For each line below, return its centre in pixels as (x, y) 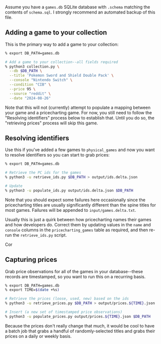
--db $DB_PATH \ (26, 71)
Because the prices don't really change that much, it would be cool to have (80, 326)
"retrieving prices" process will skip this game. (52, 123)
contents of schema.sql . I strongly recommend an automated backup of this (80, 12)
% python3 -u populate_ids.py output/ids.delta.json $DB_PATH (69, 190)
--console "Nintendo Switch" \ (41, 80)
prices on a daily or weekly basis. (38, 336)
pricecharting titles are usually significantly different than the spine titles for (80, 205)
